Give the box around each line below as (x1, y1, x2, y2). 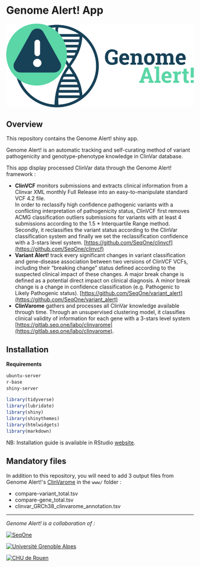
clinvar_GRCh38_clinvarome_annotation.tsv (14, 502, 121, 509)
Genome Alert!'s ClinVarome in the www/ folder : (6, 478, 122, 485)
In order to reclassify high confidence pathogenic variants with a (14, 201, 174, 208)
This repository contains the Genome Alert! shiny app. (6, 135, 139, 142)
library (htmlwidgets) (6, 422, 60, 428)
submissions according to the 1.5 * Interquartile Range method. (14, 220, 170, 227)
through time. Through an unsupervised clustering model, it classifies (14, 309, 186, 316)
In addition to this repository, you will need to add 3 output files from (6, 472, 174, 479)
